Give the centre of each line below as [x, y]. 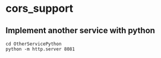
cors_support [40, 9]
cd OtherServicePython [34, 44]
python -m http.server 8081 [40, 49]
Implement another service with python [80, 30]
